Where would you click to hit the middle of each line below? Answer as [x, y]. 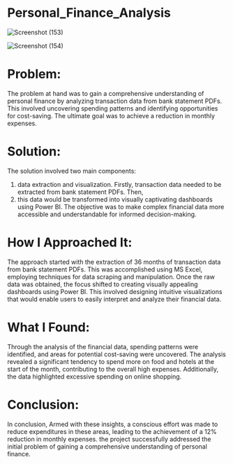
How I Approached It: [70, 242]
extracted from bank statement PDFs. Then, [80, 192]
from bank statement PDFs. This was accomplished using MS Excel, [105, 269]
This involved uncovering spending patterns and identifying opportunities [113, 108]
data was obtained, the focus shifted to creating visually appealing [103, 284]
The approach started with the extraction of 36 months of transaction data [114, 262]
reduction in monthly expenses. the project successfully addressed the [109, 439]
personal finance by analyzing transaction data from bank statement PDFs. [115, 101]
